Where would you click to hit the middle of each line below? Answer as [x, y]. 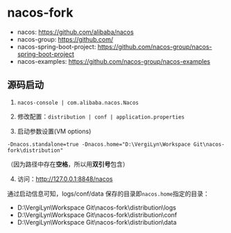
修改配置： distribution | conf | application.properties [101, 116]
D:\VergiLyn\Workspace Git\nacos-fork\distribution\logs [97, 207]
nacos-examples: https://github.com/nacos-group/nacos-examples [113, 61]
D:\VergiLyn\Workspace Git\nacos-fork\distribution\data [97, 222]
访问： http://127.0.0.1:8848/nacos [65, 179]
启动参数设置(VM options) [54, 131]
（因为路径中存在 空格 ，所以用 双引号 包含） [68, 164]
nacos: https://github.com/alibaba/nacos [75, 32]
